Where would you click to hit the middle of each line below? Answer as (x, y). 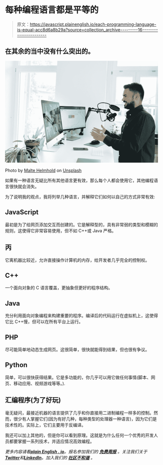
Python (16, 365)
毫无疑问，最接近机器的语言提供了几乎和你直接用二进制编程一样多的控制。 (79, 413)
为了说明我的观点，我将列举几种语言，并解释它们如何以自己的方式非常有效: (80, 196)
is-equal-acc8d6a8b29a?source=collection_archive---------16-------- (87, 30)
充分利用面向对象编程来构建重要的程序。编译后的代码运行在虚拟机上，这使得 (81, 316)
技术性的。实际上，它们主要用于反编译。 (45, 425)
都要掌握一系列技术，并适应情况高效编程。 (52, 441)
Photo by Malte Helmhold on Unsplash (43, 170)
